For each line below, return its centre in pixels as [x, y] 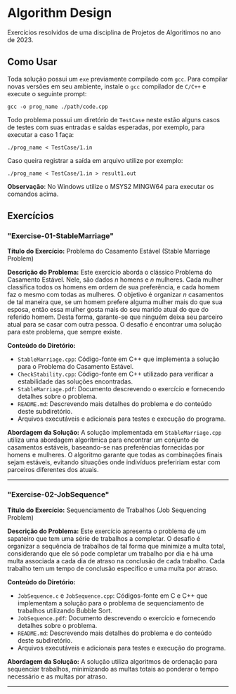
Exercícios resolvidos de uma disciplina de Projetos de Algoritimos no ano [114, 32]
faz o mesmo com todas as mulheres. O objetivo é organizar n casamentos [116, 295]
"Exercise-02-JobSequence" [58, 495]
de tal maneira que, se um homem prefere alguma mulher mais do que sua [115, 302]
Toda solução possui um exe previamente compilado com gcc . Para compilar [118, 79]
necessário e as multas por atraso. [57, 676]
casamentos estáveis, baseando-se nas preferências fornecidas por [106, 447]
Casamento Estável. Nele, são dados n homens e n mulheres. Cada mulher [115, 280]
